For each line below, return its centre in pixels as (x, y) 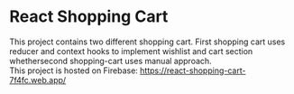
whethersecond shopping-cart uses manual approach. (110, 61)
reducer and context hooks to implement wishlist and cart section (131, 51)
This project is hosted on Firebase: (73, 70)
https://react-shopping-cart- (193, 70)
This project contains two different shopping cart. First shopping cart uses (147, 42)
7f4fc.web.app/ (38, 80)
